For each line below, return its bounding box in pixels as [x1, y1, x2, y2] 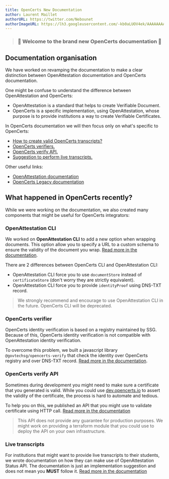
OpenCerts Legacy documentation [12, 179, 84, 185]
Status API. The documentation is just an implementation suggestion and [5, 462, 156, 468]
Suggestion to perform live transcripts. [12, 154, 93, 160]
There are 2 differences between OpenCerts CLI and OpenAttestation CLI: [5, 262, 158, 268]
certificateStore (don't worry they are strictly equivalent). [12, 277, 135, 283]
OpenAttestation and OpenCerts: [5, 93, 73, 99]
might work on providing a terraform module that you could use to [17, 423, 154, 429]
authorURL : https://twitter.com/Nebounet [5, 17, 94, 22]
